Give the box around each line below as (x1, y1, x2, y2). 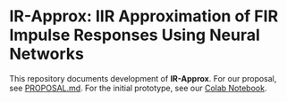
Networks (9, 44, 85, 64)
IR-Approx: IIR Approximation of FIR (9, 6, 279, 27)
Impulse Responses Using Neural (9, 25, 261, 45)
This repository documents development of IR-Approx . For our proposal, (9, 73, 277, 83)
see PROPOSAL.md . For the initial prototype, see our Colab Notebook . (9, 82, 267, 93)
